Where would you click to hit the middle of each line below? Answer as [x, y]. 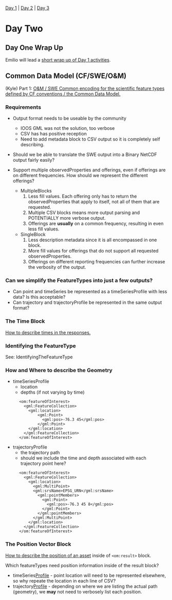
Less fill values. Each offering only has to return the [82, 196]
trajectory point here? [43, 463]
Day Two [24, 29]
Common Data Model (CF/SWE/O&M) [66, 76]
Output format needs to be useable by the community [70, 119]
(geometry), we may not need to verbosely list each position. [77, 592]
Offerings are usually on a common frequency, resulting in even [96, 224]
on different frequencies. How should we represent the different [80, 176]
